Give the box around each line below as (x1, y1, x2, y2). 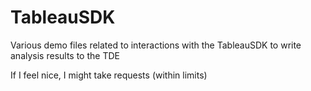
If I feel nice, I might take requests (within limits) (10, 69, 208, 81)
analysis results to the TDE (10, 49, 120, 61)
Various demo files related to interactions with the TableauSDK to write (10, 39, 302, 51)
